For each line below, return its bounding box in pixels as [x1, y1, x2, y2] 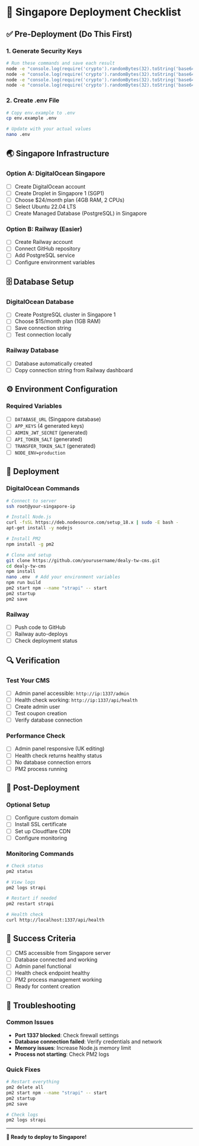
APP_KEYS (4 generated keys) [14, 422, 85, 429]
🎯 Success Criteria [6, 934, 76, 944]
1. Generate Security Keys [6, 47, 82, 55]
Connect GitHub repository [14, 245, 81, 252]
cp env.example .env [6, 115, 57, 121]
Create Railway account [14, 239, 73, 246]
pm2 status [6, 868, 33, 874]
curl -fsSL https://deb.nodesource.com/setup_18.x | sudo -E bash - [6, 519, 179, 526]
